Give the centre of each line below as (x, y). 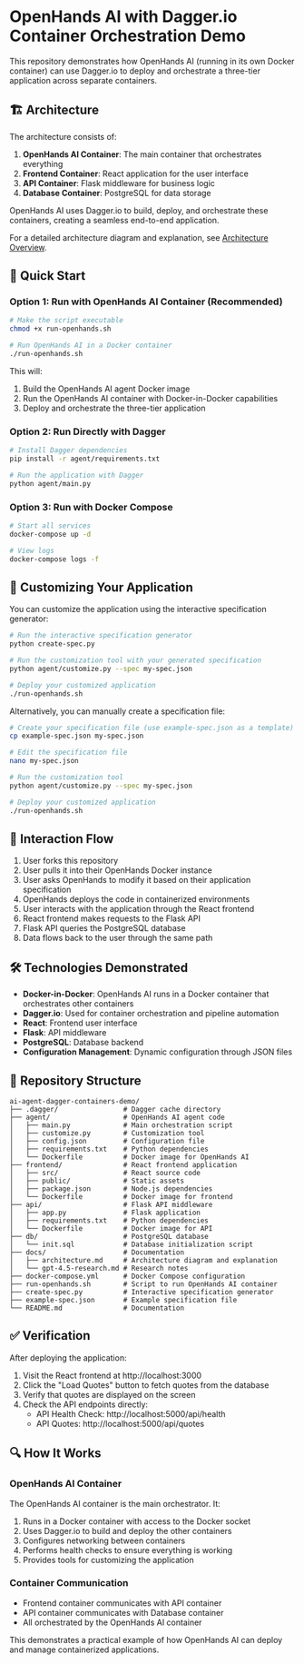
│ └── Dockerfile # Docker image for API (111, 1229)
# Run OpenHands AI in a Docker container (91, 346)
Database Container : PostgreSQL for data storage (117, 193)
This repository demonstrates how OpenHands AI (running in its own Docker (152, 61)
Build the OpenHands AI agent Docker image (106, 389)
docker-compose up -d (50, 534)
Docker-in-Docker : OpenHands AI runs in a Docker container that (146, 994)
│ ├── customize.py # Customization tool (107, 1134)
